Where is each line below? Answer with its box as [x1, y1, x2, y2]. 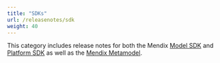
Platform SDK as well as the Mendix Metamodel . [7, 49, 142, 57]
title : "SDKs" [7, 10, 48, 17]
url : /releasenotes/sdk [7, 16, 75, 23]
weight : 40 [7, 23, 38, 29]
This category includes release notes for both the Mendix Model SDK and [7, 42, 214, 50]
